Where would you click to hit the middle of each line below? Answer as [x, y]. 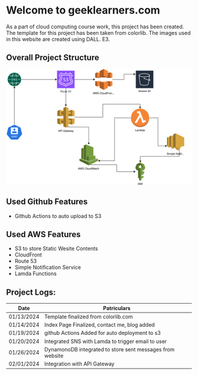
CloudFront [28, 255]
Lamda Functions [36, 274]
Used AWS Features [44, 234]
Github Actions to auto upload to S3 [58, 216]
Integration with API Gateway [79, 364]
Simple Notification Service [48, 267]
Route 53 [26, 261]
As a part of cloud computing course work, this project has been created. [95, 27]
